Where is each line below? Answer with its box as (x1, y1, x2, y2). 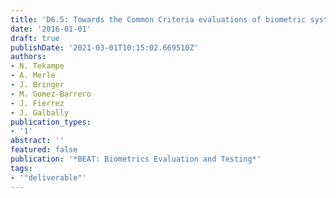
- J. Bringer (10, 80, 65, 90)
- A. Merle (10, 71, 56, 81)
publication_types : (10, 117, 92, 127)
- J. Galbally (10, 107, 70, 118)
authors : (10, 52, 47, 62)
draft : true (10, 33, 60, 43)
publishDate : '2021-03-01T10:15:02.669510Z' (10, 42, 199, 53)
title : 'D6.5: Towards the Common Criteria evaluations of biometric (10, 14, 307, 25)
